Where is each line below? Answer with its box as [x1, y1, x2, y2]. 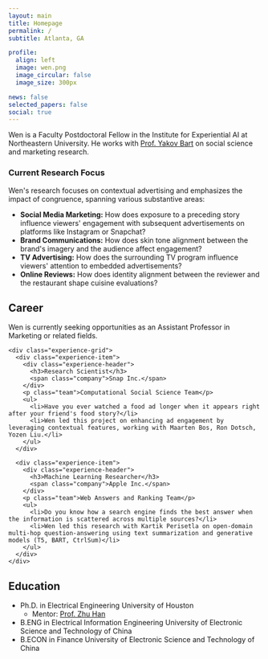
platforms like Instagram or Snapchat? [19, 227, 146, 236]
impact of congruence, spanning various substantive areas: [8, 194, 205, 203]
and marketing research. [8, 147, 90, 157]
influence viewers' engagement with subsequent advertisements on [19, 218, 245, 227]
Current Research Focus [8, 167, 106, 178]
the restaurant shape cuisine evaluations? [19, 278, 158, 288]
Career [8, 301, 44, 314]
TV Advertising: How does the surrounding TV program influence [19, 252, 239, 262]
